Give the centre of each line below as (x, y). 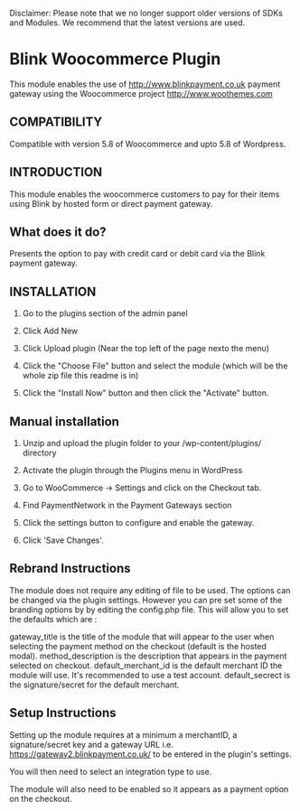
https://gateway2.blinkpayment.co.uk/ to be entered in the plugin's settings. (150, 754)
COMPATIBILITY (56, 122)
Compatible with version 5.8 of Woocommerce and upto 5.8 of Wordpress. (148, 144)
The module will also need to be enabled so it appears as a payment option (149, 788)
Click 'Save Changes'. (63, 540)
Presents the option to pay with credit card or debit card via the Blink (137, 254)
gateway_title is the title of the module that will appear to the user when (142, 637)
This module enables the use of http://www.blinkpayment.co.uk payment (145, 84)
